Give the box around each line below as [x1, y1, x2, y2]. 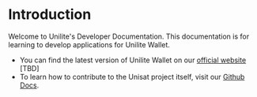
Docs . [19, 80, 40, 90]
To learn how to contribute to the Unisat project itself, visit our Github [19, 72, 245, 81]
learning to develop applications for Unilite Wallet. [8, 39, 170, 49]
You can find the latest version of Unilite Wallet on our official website [19, 55, 247, 65]
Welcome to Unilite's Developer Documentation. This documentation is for [8, 32, 250, 41]
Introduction [8, 6, 92, 24]
